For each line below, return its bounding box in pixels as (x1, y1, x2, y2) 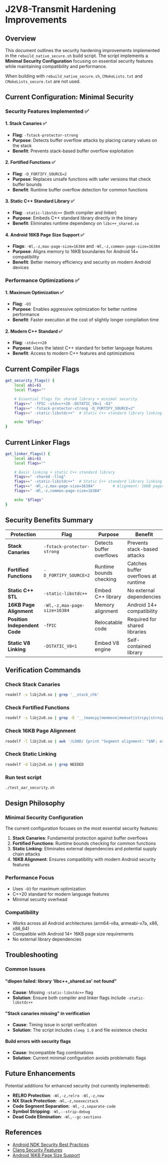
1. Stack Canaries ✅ (5, 120, 47, 126)
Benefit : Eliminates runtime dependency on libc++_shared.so (12, 220, 139, 226)
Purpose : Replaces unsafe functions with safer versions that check (12, 176, 151, 182)
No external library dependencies (12, 936, 81, 943)
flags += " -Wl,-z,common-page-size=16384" (14, 489, 101, 494)
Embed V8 (94, 639, 119, 646)
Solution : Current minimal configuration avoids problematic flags (12, 1055, 146, 1061)
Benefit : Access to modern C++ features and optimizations (12, 350, 135, 356)
